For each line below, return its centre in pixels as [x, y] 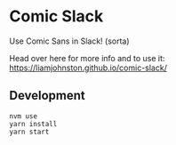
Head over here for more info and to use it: [87, 58]
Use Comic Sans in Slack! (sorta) [70, 41]
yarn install [33, 124]
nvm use [24, 116]
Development [48, 96]
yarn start [29, 132]
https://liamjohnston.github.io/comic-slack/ [88, 68]
